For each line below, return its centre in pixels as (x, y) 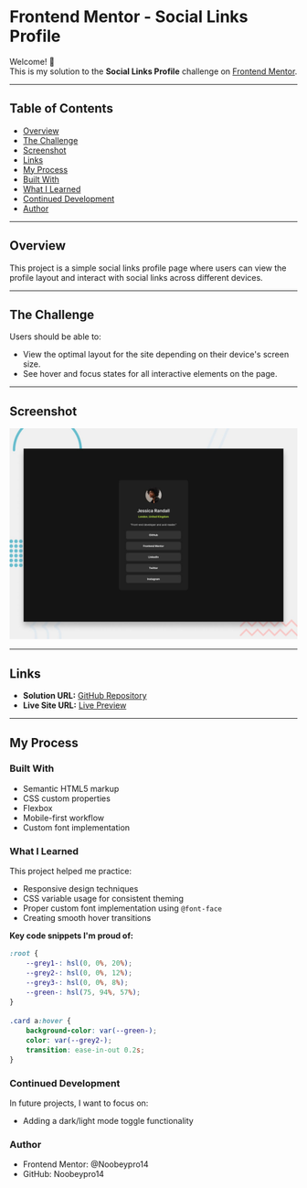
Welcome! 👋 (32, 61)
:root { (24, 954)
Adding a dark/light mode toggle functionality (108, 1120)
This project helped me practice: (71, 872)
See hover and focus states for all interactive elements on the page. (150, 374)
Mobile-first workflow (64, 818)
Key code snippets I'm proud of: (72, 936)
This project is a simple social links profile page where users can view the (148, 268)
